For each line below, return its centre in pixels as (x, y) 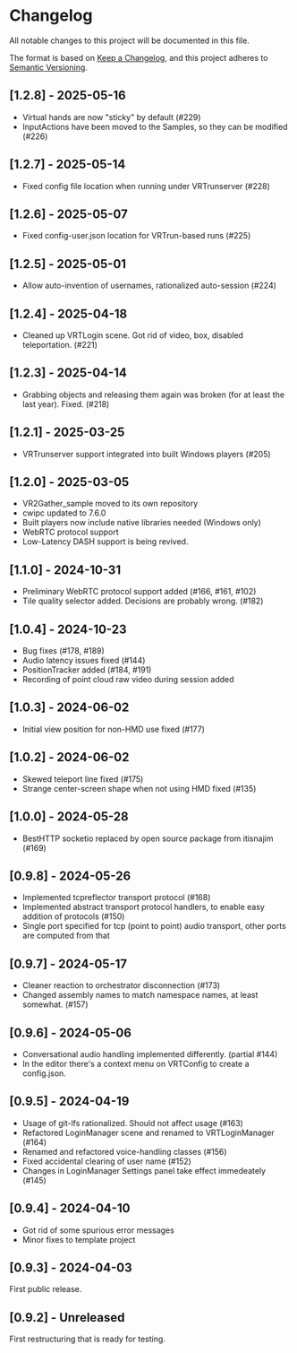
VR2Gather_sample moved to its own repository (110, 504)
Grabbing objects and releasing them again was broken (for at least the (153, 395)
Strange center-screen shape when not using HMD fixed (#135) (139, 788)
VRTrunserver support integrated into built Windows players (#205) (146, 454)
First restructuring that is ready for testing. (87, 1339)
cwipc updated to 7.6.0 (64, 513)
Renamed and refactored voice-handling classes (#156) (124, 1151)
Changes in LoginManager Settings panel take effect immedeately (144, 1170)
